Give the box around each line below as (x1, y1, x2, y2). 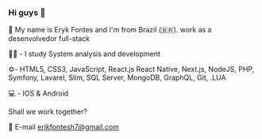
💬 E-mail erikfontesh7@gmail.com (8, 122, 119, 132)
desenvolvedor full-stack (8, 34, 90, 43)
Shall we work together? (8, 107, 87, 117)
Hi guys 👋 (8, 7, 46, 18)
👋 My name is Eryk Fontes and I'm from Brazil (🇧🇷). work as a (8, 25, 212, 35)
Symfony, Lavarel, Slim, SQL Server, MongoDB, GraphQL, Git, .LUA (8, 73, 226, 82)
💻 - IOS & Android (8, 88, 69, 98)
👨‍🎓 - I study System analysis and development (8, 49, 161, 58)
